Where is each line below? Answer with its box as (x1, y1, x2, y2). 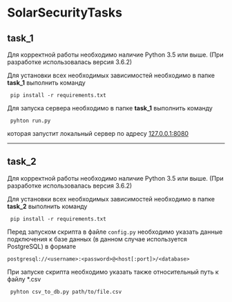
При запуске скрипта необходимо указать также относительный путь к (7, 268, 219, 276)
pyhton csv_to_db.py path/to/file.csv (10, 288, 122, 295)
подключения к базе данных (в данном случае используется (7, 234, 188, 243)
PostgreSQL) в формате (7, 242, 77, 250)
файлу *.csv (7, 274, 41, 283)
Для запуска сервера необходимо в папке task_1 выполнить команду (7, 104, 213, 112)
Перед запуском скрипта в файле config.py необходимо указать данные (7, 228, 223, 236)
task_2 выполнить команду (7, 202, 88, 210)
